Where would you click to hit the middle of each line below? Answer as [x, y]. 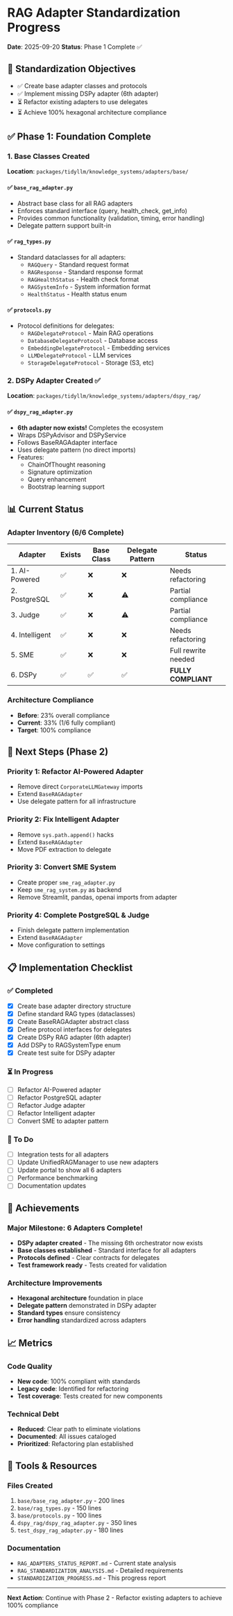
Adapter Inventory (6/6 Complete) [66, 532]
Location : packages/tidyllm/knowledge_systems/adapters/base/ [98, 171]
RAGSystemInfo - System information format [89, 287]
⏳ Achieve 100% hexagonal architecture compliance [92, 112]
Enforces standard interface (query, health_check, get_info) [102, 210]
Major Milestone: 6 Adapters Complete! [75, 1228]
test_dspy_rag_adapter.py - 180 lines [70, 1530]
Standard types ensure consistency [69, 1313]
